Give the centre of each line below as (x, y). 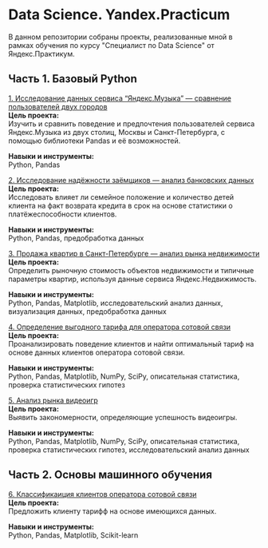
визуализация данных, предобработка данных (88, 311)
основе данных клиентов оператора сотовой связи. (97, 352)
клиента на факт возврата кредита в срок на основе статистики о (120, 205)
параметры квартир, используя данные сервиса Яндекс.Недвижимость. (132, 279)
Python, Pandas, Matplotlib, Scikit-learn (73, 535)
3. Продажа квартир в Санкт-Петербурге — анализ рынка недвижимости (134, 253)
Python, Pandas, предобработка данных (76, 238)
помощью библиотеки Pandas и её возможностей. (95, 141)
